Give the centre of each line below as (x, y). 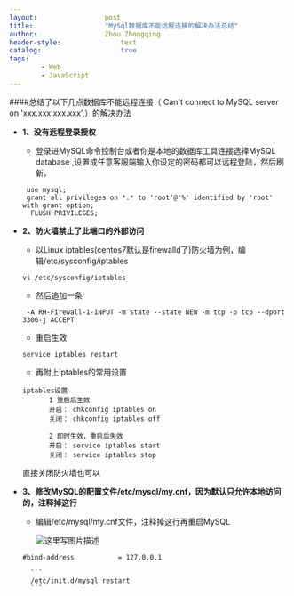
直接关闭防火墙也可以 (61, 472)
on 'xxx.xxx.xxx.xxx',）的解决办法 (70, 113)
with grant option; (58, 205)
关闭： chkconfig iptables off (104, 419)
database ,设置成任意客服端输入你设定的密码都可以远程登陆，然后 (156, 162)
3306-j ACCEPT (48, 320)
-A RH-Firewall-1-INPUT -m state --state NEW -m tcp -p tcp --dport (156, 312)
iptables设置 (45, 391)
